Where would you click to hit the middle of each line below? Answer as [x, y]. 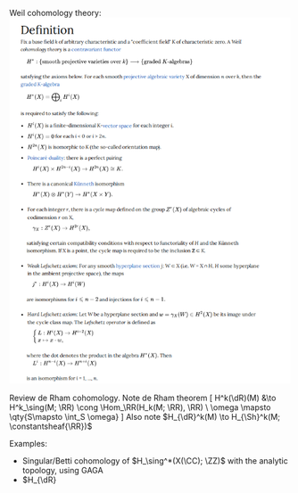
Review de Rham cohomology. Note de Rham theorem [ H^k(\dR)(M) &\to [143, 398]
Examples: [28, 443]
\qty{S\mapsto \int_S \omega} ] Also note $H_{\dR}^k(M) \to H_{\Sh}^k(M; [145, 416]
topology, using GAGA [63, 470]
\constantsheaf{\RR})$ [51, 426]
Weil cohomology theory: [55, 13]
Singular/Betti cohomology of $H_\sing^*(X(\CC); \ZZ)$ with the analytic [155, 460]
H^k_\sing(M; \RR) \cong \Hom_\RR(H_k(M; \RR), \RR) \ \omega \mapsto [140, 407]
